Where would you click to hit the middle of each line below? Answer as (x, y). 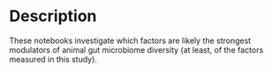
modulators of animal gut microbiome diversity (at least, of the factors (136, 49)
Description (53, 16)
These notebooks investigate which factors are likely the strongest (130, 40)
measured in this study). (53, 59)
